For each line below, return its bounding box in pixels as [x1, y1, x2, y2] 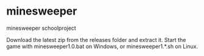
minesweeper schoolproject [6, 24, 76, 32]
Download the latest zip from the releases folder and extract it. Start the [6, 36, 186, 43]
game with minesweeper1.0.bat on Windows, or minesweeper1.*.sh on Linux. [6, 43, 199, 50]
